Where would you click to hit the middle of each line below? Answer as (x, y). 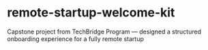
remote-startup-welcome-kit (91, 13)
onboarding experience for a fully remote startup (76, 38)
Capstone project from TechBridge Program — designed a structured (104, 32)
